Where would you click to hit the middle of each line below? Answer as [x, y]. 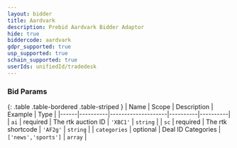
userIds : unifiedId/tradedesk [52, 67]
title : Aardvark [31, 21]
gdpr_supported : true [39, 47]
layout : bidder [30, 14]
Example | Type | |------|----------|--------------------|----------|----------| [119, 114]
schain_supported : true [43, 60]
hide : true [23, 34]
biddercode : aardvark [39, 40]
